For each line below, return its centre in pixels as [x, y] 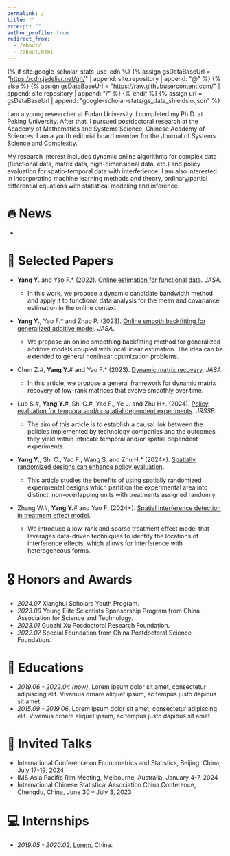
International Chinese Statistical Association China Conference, [106, 784]
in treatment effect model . [54, 515]
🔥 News [30, 213]
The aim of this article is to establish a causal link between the [115, 424]
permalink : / [26, 13]
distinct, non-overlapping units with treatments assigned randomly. [122, 494]
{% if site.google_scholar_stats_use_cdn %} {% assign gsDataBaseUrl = [109, 71]
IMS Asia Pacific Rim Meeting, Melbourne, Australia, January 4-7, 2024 [117, 777]
